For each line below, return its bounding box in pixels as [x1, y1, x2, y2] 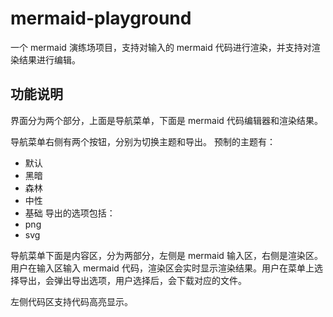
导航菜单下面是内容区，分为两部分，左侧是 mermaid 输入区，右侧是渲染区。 [10, 249, 323, 261]
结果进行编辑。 [18, 53, 81, 66]
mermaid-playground [10, 7, 192, 30]
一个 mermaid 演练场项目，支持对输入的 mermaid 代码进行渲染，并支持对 [10, 41, 312, 53]
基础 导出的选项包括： [24, 207, 116, 219]
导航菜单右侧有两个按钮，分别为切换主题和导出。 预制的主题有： [10, 135, 276, 147]
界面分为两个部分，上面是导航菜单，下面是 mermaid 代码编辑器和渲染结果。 [10, 114, 323, 126]
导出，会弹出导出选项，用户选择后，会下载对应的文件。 [18, 274, 247, 286]
